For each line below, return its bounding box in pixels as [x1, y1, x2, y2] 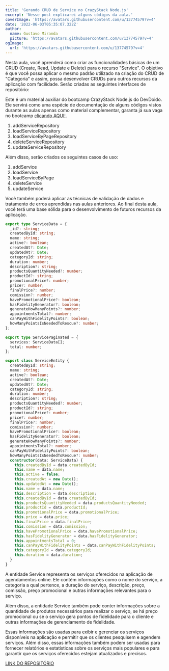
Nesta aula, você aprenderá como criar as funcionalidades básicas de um [5, 59, 160, 65]
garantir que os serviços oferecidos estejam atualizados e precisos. [5, 650, 148, 656]
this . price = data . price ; [14, 515, 70, 520]
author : [5, 26, 22, 32]
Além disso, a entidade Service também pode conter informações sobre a [5, 602, 160, 609]
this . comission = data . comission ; [14, 524, 88, 529]
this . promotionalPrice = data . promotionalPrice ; [14, 510, 120, 515]
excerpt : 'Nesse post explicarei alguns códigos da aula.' [5, 12, 133, 17]
